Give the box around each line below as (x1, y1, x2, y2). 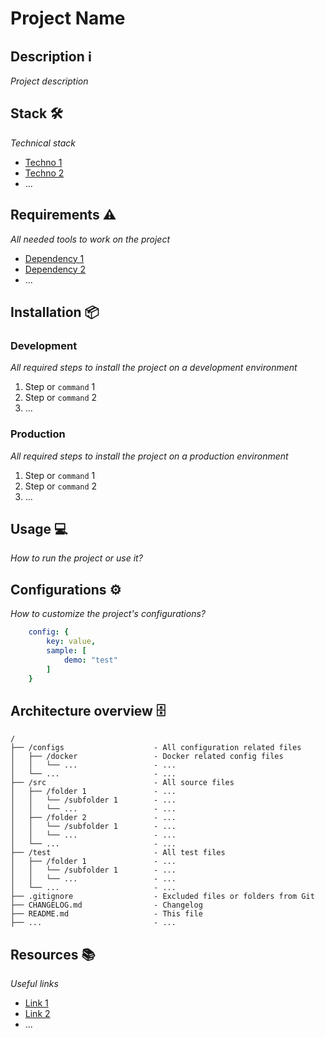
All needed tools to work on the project (10, 233, 170, 245)
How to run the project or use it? (10, 552, 143, 564)
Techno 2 (24, 167, 65, 179)
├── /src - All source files (10, 778, 235, 788)
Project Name (10, 7, 126, 30)
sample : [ (46, 645, 87, 656)
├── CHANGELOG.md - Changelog (10, 900, 203, 911)
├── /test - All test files (10, 848, 226, 858)
